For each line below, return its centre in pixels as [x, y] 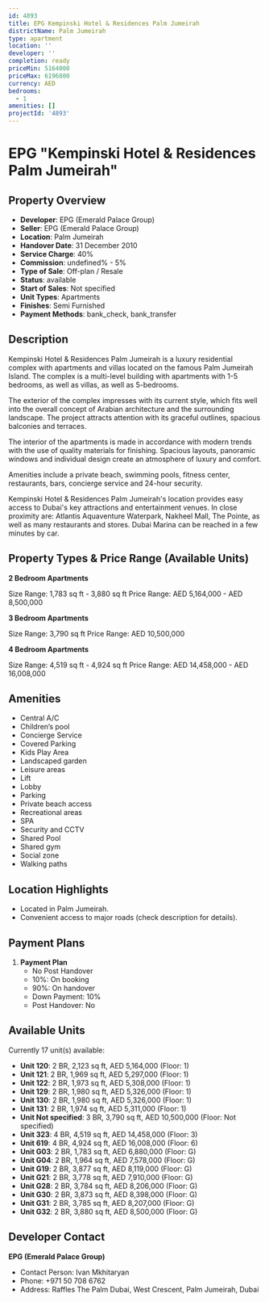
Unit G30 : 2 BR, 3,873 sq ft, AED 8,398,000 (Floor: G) [108, 1194]
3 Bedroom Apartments [48, 618]
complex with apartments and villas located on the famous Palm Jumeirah [131, 367]
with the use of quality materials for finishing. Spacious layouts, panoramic [132, 450]
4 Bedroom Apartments [49, 649]
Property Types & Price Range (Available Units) [129, 559]
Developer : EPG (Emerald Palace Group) [87, 220]
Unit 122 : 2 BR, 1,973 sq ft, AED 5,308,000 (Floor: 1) [105, 1082]
